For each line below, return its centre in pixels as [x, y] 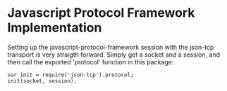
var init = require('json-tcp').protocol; [70, 75]
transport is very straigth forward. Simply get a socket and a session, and [114, 55]
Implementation [55, 28]
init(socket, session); [42, 81]
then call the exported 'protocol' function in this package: [91, 62]
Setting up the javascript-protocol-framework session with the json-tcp [111, 47]
